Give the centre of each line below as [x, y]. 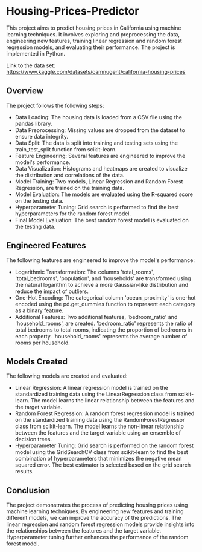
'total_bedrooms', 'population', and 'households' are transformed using [103, 278]
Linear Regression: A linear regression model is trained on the [92, 388]
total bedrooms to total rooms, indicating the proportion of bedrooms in [103, 330]
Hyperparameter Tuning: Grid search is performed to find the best [97, 207]
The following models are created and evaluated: [67, 376]
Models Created [37, 361]
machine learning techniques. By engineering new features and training [95, 511]
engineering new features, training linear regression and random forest [94, 41]
